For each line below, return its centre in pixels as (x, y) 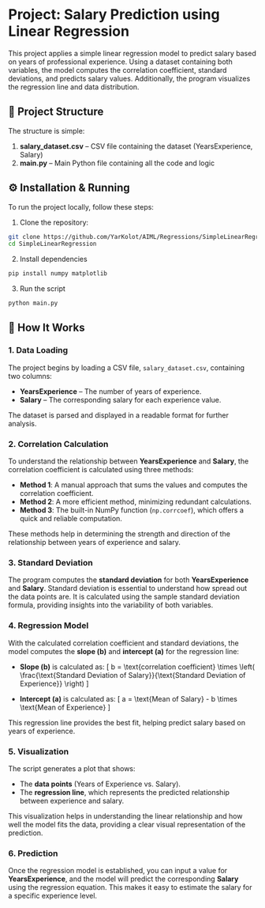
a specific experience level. (52, 896)
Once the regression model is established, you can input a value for (118, 871)
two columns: (30, 376)
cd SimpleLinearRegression (52, 244)
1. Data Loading (38, 350)
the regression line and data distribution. (74, 87)
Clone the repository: (54, 222)
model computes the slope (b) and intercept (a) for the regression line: (123, 651)
